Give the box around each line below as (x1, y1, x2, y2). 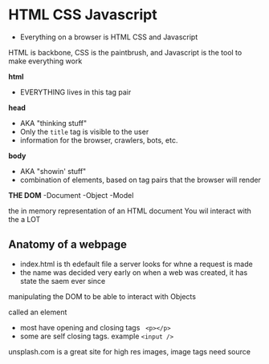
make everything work (8, 56, 83, 66)
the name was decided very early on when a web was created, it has (19, 267, 248, 277)
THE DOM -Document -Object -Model (8, 190, 134, 200)
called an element (8, 307, 67, 317)
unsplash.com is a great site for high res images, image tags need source (8, 346, 251, 356)
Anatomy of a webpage (8, 238, 127, 252)
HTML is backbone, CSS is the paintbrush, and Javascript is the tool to (8, 47, 243, 57)
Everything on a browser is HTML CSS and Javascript (19, 32, 198, 42)
